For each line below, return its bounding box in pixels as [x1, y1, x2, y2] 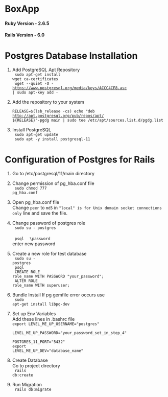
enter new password [12, 241, 56, 247]
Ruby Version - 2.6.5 [5, 20, 50, 26]
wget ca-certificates [12, 77, 58, 82]
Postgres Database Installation [5, 50, 138, 61]
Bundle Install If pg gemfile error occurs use [12, 292, 105, 298]
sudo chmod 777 [14, 186, 47, 191]
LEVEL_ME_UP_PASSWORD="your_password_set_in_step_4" [12, 331, 127, 336]
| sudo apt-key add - [12, 90, 58, 95]
